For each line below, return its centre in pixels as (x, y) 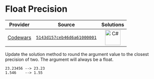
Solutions (113, 25)
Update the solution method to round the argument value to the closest (77, 54)
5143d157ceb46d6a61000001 (66, 37)
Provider (19, 25)
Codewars (19, 37)
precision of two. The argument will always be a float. (59, 59)
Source (66, 25)
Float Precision (36, 9)
